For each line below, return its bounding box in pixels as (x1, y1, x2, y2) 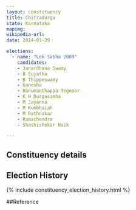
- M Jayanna (17, 99, 47, 105)
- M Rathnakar (17, 110, 53, 116)
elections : (6, 48, 34, 55)
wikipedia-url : (6, 32, 45, 38)
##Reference (6, 198, 39, 206)
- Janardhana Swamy (17, 65, 67, 71)
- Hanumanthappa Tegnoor (17, 88, 80, 94)
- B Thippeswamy (17, 77, 59, 83)
